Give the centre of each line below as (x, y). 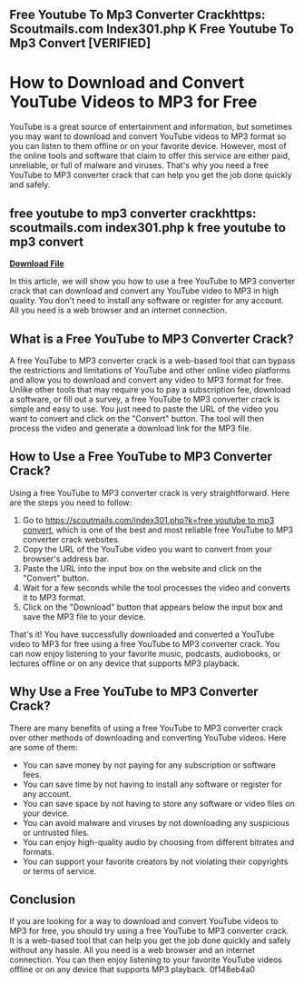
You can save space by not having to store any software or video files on (158, 803)
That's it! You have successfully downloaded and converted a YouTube (142, 634)
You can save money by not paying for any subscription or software (149, 765)
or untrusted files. (56, 832)
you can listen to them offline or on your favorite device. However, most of (148, 146)
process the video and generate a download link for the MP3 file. (131, 428)
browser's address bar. (66, 559)
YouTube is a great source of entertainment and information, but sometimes (151, 127)
